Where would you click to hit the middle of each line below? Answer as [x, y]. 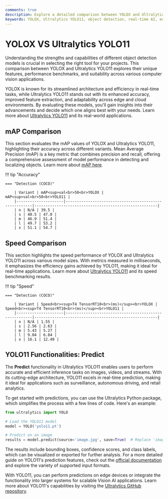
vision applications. [25, 79]
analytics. [15, 388]
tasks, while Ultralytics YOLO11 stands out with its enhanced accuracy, [78, 94]
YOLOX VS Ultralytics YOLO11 [67, 44]
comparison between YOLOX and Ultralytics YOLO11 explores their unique [81, 69]
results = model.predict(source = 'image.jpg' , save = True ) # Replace [78, 440]
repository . [16, 491]
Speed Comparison [36, 243]
